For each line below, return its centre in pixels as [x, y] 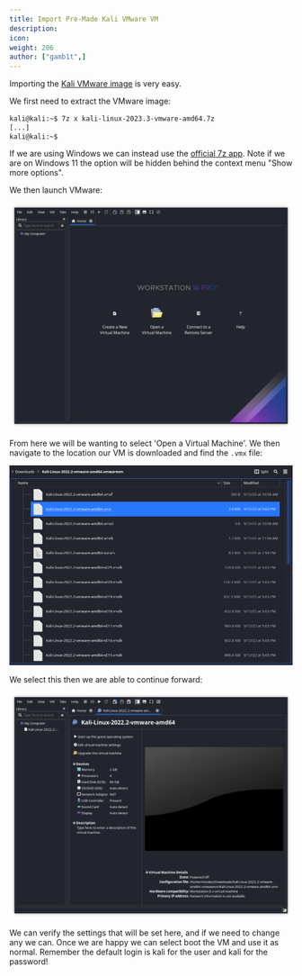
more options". [37, 173]
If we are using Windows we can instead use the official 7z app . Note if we [147, 154]
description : [34, 28]
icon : [19, 38]
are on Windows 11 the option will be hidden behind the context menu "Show [151, 163]
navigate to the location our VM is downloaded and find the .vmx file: [136, 452]
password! [29, 961]
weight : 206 [31, 48]
